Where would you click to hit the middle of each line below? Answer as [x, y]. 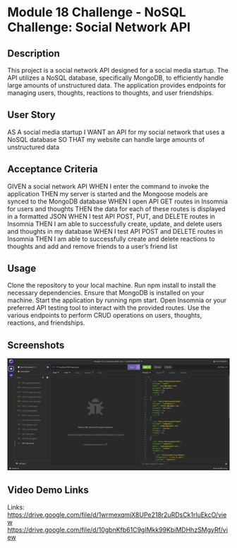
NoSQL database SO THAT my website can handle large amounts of [106, 139]
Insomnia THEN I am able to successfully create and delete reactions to [111, 239]
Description [34, 53]
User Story [31, 115]
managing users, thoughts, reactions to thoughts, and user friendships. [110, 93]
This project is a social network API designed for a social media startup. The [118, 70]
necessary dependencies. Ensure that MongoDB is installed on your [106, 293]
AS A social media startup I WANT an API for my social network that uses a [116, 132]
